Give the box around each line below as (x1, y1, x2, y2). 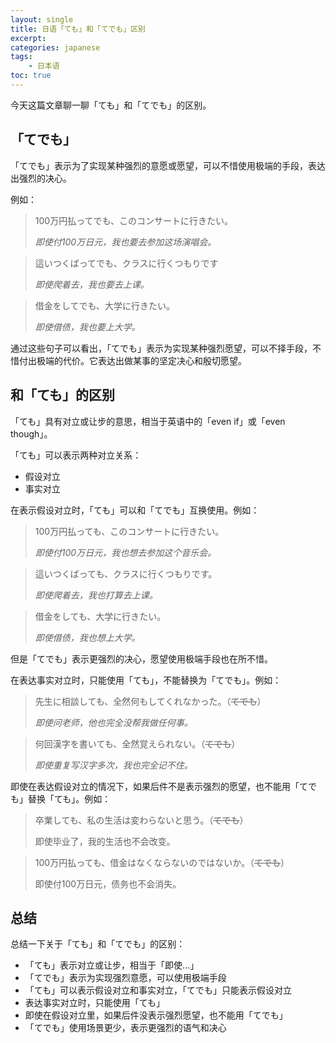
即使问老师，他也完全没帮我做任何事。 (34, 716, 193, 728)
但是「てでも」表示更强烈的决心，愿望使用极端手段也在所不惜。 (10, 652, 273, 665)
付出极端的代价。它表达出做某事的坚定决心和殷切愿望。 (18, 354, 247, 366)
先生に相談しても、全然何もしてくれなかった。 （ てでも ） (34, 695, 267, 707)
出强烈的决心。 (10, 172, 72, 184)
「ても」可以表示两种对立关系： (10, 449, 142, 461)
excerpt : (10, 33, 47, 43)
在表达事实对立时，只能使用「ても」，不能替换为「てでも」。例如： (10, 674, 282, 686)
